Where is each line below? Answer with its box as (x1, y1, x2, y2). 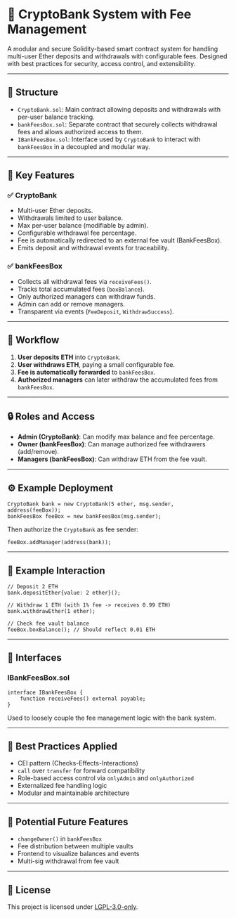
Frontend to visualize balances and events (17, 850, 140, 858)
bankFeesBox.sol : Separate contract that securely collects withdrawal (17, 119, 218, 129)
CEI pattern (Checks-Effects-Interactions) (17, 759, 139, 768)
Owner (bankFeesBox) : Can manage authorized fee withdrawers (17, 440, 206, 448)
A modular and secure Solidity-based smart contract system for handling (7, 44, 218, 53)
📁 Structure (7, 86, 58, 98)
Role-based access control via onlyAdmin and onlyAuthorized (17, 774, 195, 782)
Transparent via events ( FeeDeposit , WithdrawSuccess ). (17, 307, 174, 316)
